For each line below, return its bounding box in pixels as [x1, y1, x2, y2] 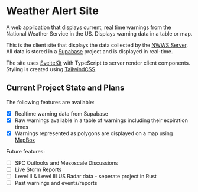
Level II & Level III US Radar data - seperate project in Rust [14, 173, 157, 180]
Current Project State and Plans [6, 83, 125, 93]
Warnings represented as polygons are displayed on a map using [14, 129, 173, 137]
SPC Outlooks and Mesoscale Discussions [14, 159, 118, 167]
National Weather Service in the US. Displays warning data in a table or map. [6, 30, 193, 37]
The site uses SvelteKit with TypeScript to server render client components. [6, 59, 190, 66]
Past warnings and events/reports [14, 180, 98, 187]
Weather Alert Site [6, 4, 99, 18]
